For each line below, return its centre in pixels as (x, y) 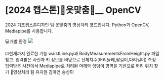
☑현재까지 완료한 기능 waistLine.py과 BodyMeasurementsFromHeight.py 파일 (82, 53)
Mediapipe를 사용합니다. (29, 31)
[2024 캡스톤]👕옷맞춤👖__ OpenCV (73, 10)
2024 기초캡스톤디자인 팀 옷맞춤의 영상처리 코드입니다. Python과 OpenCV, (77, 25)
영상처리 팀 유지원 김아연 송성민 (43, 72)
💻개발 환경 (16, 41)
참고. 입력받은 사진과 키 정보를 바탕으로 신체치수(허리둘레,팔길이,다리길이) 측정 (81, 59)
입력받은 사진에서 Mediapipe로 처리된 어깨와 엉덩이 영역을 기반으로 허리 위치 (79, 66)
